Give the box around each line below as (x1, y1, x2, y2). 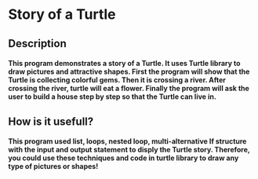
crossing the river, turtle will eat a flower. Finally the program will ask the (8, 84, 249, 93)
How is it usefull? (8, 115, 94, 128)
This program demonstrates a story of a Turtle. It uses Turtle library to (8, 59, 241, 68)
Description (8, 37, 67, 50)
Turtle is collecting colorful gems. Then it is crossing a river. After (8, 75, 226, 85)
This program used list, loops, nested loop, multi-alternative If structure (8, 137, 247, 146)
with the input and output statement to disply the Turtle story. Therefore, (8, 145, 250, 155)
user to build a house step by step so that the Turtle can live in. (8, 92, 217, 101)
